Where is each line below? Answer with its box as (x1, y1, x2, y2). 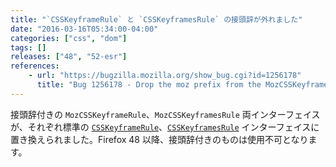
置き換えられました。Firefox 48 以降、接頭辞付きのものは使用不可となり (10, 133, 309, 145)
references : (10, 61, 60, 71)
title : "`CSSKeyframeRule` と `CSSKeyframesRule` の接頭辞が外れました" (10, 14, 303, 25)
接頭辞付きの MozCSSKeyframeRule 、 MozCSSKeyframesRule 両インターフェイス (10, 108, 321, 120)
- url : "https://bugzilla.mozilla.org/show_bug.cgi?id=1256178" (28, 71, 302, 81)
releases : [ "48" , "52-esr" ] (10, 52, 128, 62)
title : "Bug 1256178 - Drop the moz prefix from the (36, 80, 262, 90)
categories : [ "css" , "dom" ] (10, 33, 128, 43)
